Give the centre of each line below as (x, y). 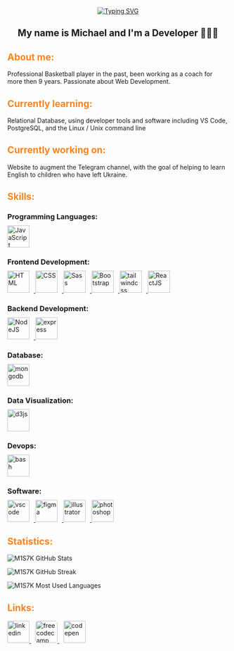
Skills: (21, 197)
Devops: (22, 445)
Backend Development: (48, 308)
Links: (21, 608)
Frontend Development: (48, 262)
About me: (31, 57)
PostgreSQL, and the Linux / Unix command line (77, 128)
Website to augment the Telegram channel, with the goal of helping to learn (116, 167)
